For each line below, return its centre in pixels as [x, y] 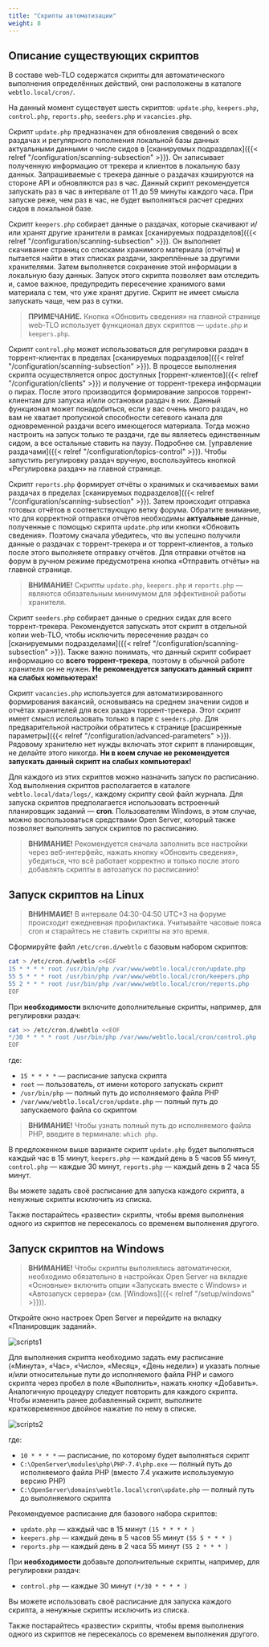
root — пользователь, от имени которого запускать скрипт [121, 1085]
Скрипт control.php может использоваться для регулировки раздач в [128, 349]
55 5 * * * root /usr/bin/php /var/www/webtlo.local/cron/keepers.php [129, 976]
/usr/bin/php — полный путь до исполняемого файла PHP [119, 1093]
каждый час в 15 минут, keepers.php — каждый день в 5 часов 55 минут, [132, 1159]
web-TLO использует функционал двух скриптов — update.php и [138, 325]
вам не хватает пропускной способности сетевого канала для [116, 418]
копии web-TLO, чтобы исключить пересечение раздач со [108, 635]
